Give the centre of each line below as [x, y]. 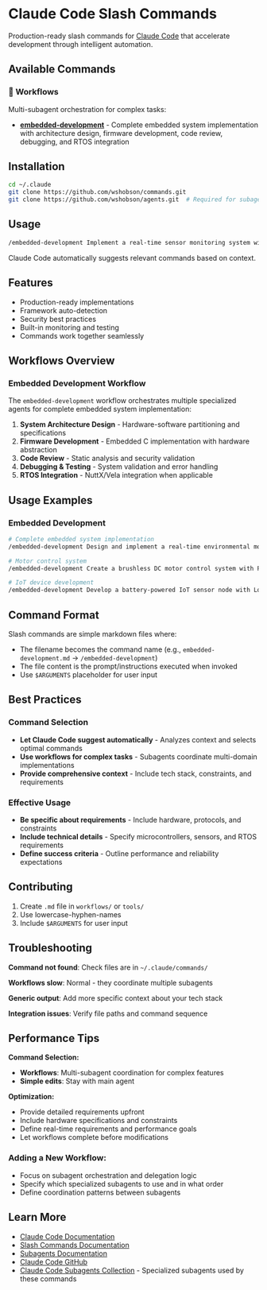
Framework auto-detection [64, 310]
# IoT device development [51, 583]
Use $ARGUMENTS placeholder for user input [88, 675]
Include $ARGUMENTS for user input [74, 923]
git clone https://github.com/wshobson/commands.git [97, 192]
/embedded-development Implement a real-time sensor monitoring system [129, 242]
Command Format [54, 615]
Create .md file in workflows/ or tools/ [82, 906]
